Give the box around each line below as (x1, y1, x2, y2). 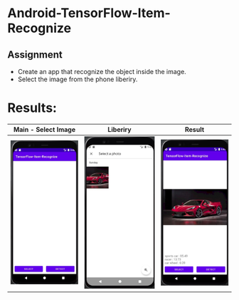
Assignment (7, 48, 63, 61)
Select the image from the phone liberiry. (17, 75, 138, 83)
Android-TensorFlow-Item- (7, 5, 171, 21)
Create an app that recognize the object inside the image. (17, 68, 186, 76)
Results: (7, 100, 57, 116)
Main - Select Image (13, 125, 76, 134)
